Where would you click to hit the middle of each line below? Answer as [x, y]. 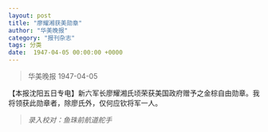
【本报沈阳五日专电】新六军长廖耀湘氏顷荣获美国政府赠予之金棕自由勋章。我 [134, 93]
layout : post [30, 16]
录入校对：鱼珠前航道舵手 [70, 120]
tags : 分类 [25, 45]
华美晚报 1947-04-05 [63, 76]
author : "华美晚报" [38, 30]
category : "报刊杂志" [42, 38]
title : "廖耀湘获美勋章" [45, 23]
